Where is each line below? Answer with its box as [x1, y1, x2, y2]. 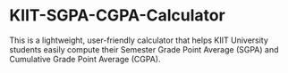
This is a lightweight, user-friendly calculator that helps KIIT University [9, 35, 268, 45]
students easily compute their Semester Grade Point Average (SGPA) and [9, 44, 279, 54]
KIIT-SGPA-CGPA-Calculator [9, 5, 225, 26]
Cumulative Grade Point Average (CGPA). [9, 53, 161, 64]
